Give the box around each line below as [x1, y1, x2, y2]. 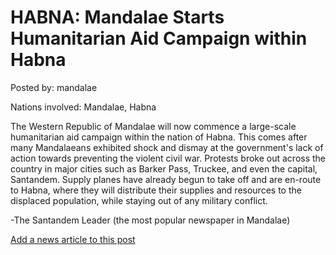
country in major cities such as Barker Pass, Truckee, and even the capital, [10, 162, 318, 175]
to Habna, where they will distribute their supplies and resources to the [10, 184, 302, 196]
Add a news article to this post [10, 233, 136, 245]
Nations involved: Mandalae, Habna [10, 101, 157, 113]
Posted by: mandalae [10, 81, 98, 93]
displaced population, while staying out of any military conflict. [10, 194, 268, 206]
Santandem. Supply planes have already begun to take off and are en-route [10, 173, 322, 185]
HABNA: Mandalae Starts [10, 6, 225, 29]
